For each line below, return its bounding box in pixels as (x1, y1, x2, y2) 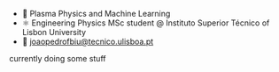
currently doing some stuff (9, 54, 106, 63)
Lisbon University (21, 27, 87, 37)
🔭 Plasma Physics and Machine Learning (21, 9, 171, 18)
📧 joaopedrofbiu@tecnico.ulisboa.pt (21, 36, 154, 47)
